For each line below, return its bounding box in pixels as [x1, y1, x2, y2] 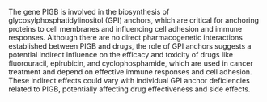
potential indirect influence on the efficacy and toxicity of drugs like [8, 50, 233, 59]
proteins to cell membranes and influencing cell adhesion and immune [8, 24, 243, 33]
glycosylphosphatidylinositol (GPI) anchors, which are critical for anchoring [8, 15, 260, 25]
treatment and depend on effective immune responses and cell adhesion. [8, 67, 252, 76]
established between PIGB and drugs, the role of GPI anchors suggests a [8, 41, 252, 51]
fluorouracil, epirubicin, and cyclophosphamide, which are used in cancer [8, 58, 253, 68]
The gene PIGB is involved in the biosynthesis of [8, 7, 170, 16]
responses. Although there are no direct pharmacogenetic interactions [8, 32, 243, 42]
